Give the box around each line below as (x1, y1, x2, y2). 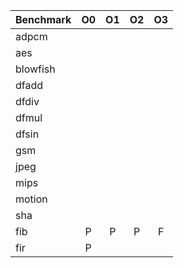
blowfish (15, 62, 56, 76)
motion (15, 192, 48, 206)
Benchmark (15, 13, 72, 26)
